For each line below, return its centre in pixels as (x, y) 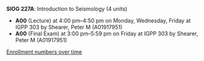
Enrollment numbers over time (44, 52)
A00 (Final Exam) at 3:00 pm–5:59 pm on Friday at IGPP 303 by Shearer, (107, 34)
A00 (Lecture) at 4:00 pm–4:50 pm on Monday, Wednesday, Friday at (103, 20)
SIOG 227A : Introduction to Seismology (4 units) (67, 9)
